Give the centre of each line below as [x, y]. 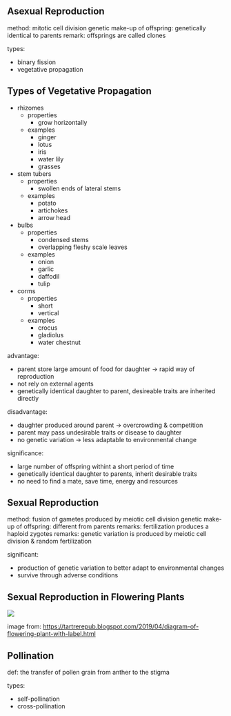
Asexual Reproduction [56, 11]
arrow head [54, 217]
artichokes [53, 210]
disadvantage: [28, 411]
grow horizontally [62, 122]
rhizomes [30, 108]
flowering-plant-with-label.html [52, 634]
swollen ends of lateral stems [79, 188]
